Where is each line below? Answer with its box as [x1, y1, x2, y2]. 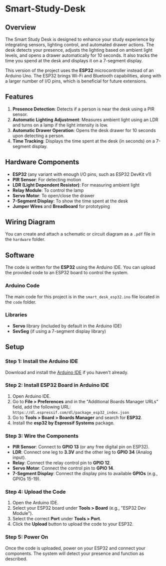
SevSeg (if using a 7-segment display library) [12, 328, 106, 334]
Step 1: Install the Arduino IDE [5, 358, 78, 365]
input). [12, 455, 26, 461]
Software [5, 251, 34, 259]
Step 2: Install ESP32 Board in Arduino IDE [5, 382, 109, 389]
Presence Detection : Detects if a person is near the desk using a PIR [12, 106, 154, 112]
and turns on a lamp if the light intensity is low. [12, 122, 108, 128]
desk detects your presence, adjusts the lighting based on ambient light [5, 47, 153, 53]
